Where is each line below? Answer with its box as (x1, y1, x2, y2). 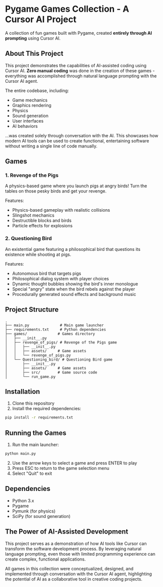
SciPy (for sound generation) (12, 513, 71, 519)
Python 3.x (12, 497, 34, 503)
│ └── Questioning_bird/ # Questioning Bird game (5, 357, 113, 362)
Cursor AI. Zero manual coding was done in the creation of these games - (5, 68, 155, 73)
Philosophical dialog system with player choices (12, 275, 109, 281)
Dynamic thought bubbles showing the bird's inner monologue (12, 281, 139, 287)
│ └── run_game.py (5, 374, 56, 379)
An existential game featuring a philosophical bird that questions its (5, 246, 140, 252)
